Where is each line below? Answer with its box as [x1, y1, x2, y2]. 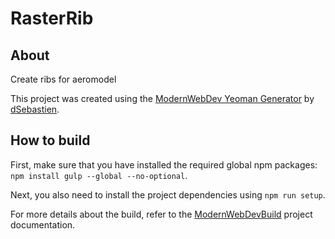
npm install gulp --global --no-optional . [10, 169, 188, 181]
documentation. [10, 218, 76, 231]
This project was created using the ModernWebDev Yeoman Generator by [10, 93, 315, 104]
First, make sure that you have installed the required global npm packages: [10, 158, 318, 171]
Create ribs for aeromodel [10, 73, 117, 85]
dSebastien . [10, 103, 60, 115]
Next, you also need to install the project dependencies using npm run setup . [10, 188, 326, 201]
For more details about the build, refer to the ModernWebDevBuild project [10, 208, 313, 220]
